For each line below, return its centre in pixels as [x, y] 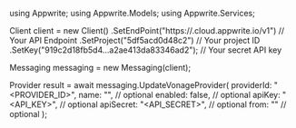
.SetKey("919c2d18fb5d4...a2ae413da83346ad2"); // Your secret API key [146, 50]
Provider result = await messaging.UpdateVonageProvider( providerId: [141, 85]
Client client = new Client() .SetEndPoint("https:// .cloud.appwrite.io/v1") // [147, 30]
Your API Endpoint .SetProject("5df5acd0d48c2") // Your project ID [135, 40]
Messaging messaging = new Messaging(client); [100, 68]
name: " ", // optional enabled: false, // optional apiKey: [179, 95]
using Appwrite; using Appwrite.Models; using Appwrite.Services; [133, 13]
